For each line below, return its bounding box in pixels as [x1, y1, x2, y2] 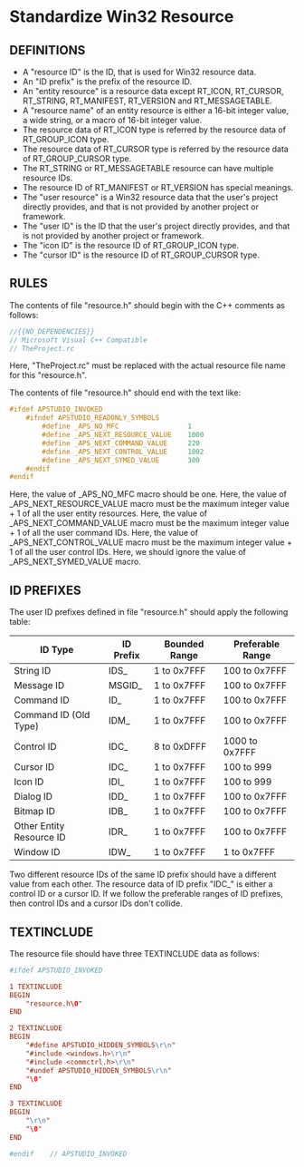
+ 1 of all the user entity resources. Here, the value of [9, 508, 208, 519]
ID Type [39, 644, 74, 656]
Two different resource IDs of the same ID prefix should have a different [9, 869, 277, 880]
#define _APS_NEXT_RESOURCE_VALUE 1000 [42, 431, 204, 440]
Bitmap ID [14, 805, 56, 818]
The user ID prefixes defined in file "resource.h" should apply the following [9, 607, 289, 618]
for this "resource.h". [9, 370, 88, 381]
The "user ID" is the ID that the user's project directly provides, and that [22, 220, 290, 231]
